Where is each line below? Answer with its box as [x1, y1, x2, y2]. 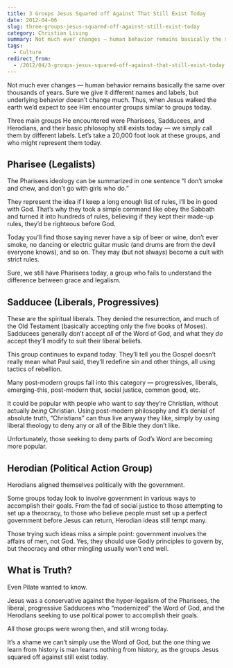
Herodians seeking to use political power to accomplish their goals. [7, 611, 199, 619]
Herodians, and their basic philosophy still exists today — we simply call [7, 123, 213, 132]
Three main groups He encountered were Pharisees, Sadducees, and [7, 116, 205, 125]
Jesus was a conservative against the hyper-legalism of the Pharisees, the [7, 596, 221, 604]
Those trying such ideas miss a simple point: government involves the [7, 530, 207, 538]
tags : [7, 42, 23, 49]
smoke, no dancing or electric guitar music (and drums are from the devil [7, 241, 216, 249]
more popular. [7, 442, 47, 451]
